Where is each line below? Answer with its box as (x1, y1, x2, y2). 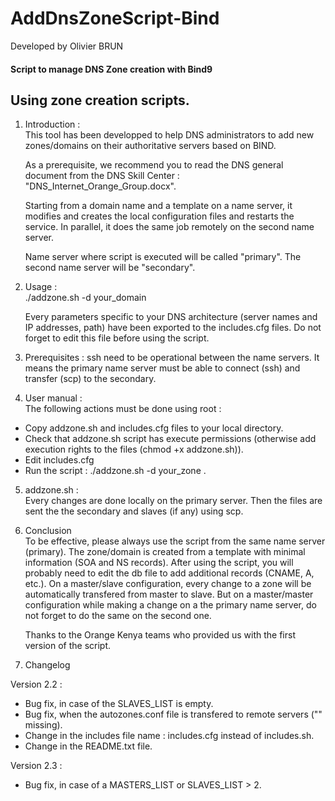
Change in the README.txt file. (24, 740, 153, 752)
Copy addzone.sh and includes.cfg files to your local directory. (24, 422, 284, 434)
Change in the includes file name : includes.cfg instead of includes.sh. (24, 730, 315, 742)
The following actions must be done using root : (24, 403, 222, 415)
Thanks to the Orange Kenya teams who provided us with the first (24, 629, 296, 641)
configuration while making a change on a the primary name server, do (24, 599, 317, 611)
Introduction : (24, 118, 81, 131)
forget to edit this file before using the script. (24, 332, 210, 344)
